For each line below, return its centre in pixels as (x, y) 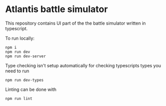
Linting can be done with (31, 89)
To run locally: (20, 38)
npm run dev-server (26, 56)
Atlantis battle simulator (57, 9)
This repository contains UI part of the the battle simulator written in (75, 23)
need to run (17, 71)
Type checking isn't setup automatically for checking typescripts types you (83, 65)
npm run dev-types (24, 80)
